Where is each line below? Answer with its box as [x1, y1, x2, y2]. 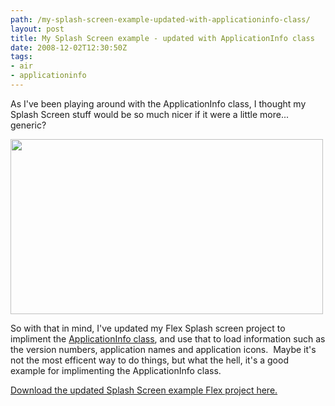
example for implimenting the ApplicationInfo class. [10, 364, 222, 376]
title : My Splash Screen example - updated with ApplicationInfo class [10, 33, 315, 43]
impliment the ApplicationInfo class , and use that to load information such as [10, 332, 326, 345]
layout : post [10, 24, 65, 34]
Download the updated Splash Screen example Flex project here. [10, 384, 278, 396]
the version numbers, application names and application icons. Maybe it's [10, 343, 317, 355]
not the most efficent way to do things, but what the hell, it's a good [10, 354, 289, 366]
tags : [10, 52, 33, 62]
